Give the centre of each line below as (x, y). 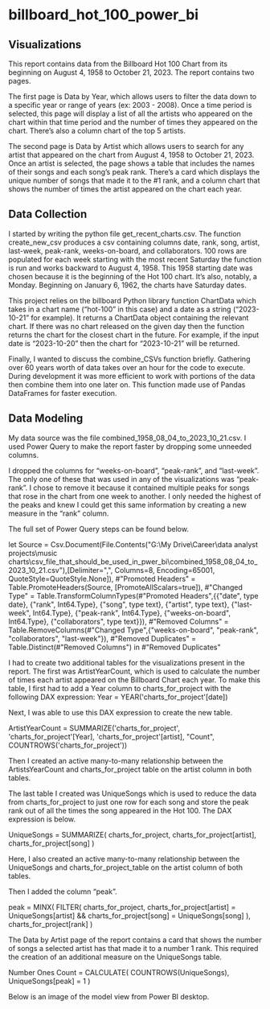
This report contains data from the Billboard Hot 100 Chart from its (118, 64)
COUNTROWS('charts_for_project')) (68, 745)
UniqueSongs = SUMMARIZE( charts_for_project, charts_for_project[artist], (133, 834)
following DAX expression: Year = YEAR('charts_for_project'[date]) (118, 697)
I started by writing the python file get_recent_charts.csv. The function (125, 233)
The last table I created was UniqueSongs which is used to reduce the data (133, 793)
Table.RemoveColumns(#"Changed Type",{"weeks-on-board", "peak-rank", (133, 630)
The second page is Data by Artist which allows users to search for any (126, 146)
